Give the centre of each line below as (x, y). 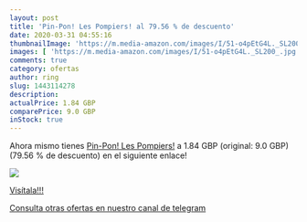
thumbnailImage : (40, 43)
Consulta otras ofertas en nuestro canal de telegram (108, 208)
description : (34, 94)
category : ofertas (44, 69)
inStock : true (37, 120)
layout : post (34, 18)
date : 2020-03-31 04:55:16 (61, 35)
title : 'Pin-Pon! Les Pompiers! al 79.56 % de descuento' (122, 26)
